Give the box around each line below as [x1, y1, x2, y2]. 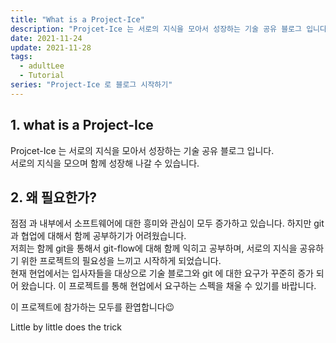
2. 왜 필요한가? [10, 189, 97, 206]
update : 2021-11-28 [10, 42, 92, 53]
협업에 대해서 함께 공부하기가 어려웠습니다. [20, 230, 187, 242]
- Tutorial [19, 71, 65, 81]
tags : [10, 52, 33, 62]
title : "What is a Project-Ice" [10, 14, 145, 25]
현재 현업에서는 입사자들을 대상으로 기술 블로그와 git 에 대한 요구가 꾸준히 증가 [10, 267, 314, 280]
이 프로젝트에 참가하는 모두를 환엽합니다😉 [10, 301, 175, 313]
